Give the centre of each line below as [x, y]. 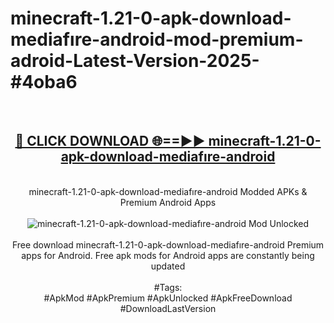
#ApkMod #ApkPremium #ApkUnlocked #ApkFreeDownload [168, 298]
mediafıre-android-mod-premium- [157, 39]
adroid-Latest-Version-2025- [135, 61]
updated [168, 266]
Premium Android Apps [168, 202]
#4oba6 [44, 82]
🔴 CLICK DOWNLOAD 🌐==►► [110, 141]
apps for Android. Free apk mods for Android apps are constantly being [168, 255]
